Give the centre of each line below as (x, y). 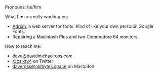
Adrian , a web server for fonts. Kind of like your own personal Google (83, 26)
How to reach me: (23, 46)
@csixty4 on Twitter (33, 61)
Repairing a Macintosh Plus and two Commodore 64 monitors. (76, 37)
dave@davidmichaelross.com (42, 56)
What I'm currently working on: (37, 17)
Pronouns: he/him (23, 7)
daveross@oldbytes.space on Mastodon (53, 66)
